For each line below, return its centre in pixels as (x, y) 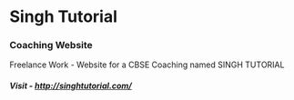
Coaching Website (51, 45)
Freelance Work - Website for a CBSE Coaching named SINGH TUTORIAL (147, 65)
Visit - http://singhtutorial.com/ (71, 86)
